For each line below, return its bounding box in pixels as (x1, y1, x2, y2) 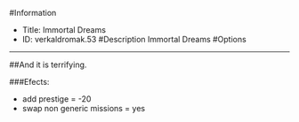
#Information (9, 8, 57, 18)
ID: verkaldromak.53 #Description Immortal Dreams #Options (21, 34, 246, 44)
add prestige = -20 (21, 94, 92, 104)
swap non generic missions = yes (21, 103, 145, 113)
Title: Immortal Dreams (21, 25, 107, 34)
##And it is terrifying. (9, 59, 87, 70)
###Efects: (9, 77, 50, 87)
